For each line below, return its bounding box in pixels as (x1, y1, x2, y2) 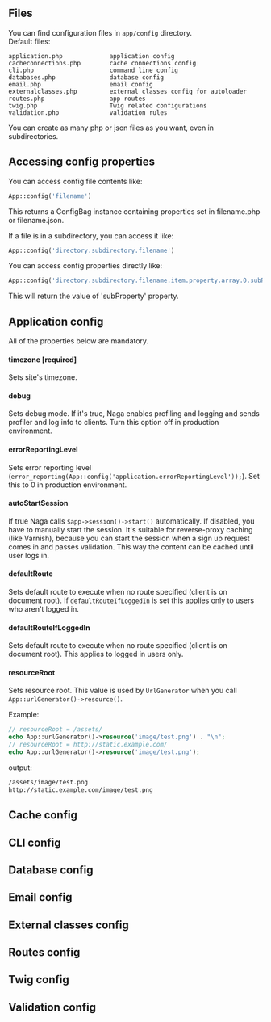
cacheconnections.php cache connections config (8, 59, 197, 67)
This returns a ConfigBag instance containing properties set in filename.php (8, 206, 261, 217)
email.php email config (8, 80, 153, 88)
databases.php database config (8, 73, 164, 82)
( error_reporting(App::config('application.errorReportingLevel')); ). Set (8, 471, 261, 481)
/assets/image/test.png (8, 778, 89, 786)
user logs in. (8, 550, 50, 560)
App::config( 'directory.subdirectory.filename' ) (8, 246, 175, 254)
